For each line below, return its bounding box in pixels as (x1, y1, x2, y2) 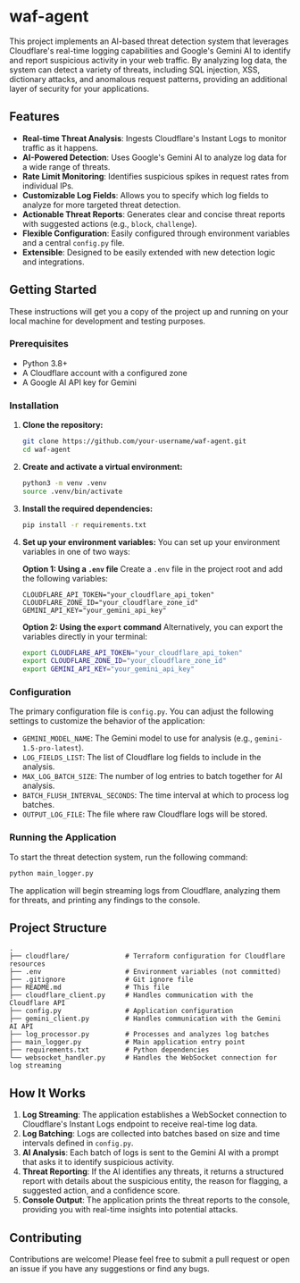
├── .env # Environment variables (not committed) (9, 968, 281, 977)
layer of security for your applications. (9, 83, 150, 94)
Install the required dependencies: (21, 503, 154, 514)
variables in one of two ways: (21, 546, 131, 557)
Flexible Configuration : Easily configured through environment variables (21, 228, 290, 239)
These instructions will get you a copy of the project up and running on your (9, 306, 288, 316)
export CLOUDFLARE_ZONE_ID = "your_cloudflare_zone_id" (21, 657, 227, 666)
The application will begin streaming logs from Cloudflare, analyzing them (9, 885, 281, 895)
